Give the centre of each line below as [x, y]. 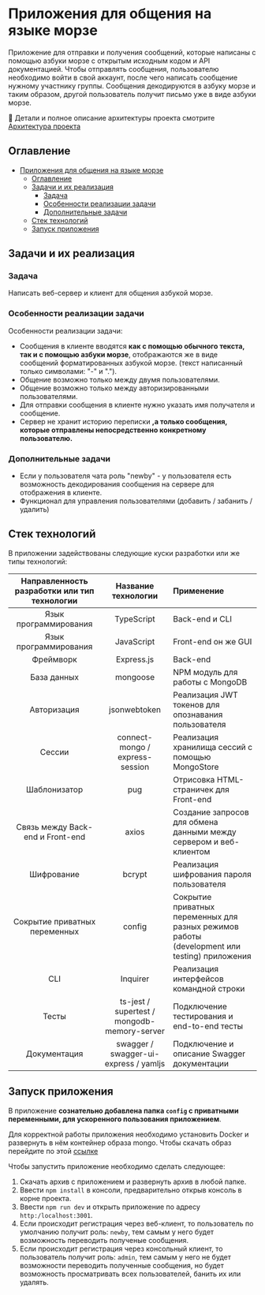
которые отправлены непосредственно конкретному [113, 430]
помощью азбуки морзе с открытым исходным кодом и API [109, 61]
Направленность [54, 580]
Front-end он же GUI [213, 641]
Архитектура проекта [45, 126]
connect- [135, 737]
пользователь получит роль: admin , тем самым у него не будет [125, 1257]
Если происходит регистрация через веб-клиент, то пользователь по [136, 1223]
